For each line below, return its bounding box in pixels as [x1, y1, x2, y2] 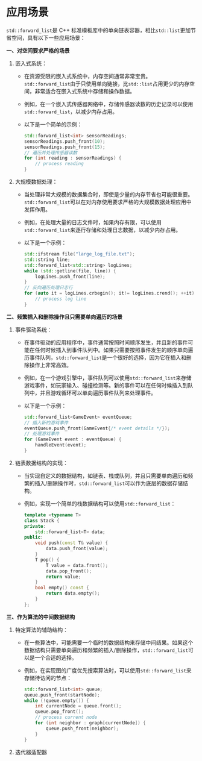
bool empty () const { [35, 585, 89, 591]
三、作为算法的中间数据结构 [6, 613, 75, 621]
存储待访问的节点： [24, 674, 72, 681]
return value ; [45, 574, 81, 580]
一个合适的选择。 [34, 654, 77, 661]
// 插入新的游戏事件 [24, 419, 69, 425]
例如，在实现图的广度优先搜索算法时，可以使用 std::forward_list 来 [24, 666, 192, 674]
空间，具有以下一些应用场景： [11, 34, 86, 41]
